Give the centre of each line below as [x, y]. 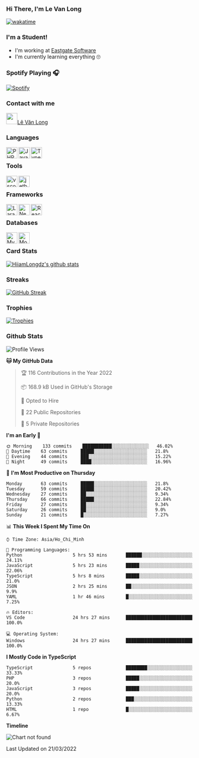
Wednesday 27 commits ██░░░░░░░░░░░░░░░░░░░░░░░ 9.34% [87, 494]
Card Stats [22, 251]
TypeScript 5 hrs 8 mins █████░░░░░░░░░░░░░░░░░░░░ [99, 576]
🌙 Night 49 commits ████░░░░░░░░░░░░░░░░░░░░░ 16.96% [89, 462]
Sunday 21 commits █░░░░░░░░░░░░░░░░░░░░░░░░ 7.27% [87, 515]
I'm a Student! [27, 37]
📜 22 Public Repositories [51, 412]
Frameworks [25, 194]
